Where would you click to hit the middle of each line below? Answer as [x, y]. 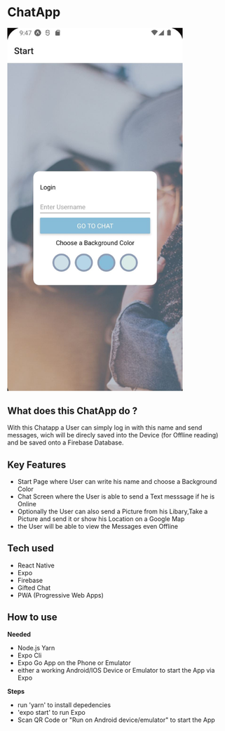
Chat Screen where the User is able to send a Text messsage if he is [116, 496]
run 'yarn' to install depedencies [64, 705]
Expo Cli [29, 655]
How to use [32, 618]
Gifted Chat [34, 588]
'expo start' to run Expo [51, 712]
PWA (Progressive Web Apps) [60, 595]
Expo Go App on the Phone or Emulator [74, 663]
